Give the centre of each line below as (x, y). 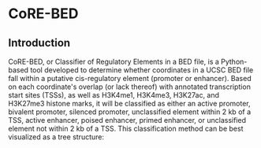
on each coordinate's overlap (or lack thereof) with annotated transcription (129, 87)
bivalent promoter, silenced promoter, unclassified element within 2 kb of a (130, 112)
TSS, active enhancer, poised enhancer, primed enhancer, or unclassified (127, 120)
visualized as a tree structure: (56, 137)
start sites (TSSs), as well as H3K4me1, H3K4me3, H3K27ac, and (114, 95)
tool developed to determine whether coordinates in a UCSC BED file (142, 70)
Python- (234, 61)
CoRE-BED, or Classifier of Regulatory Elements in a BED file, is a (114, 61)
